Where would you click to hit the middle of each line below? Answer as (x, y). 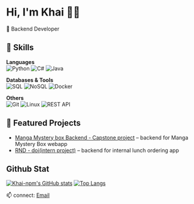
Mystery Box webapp (41, 144)
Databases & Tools (30, 80)
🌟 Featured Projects (44, 123)
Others (15, 98)
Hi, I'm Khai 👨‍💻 (43, 12)
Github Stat (28, 169)
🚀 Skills (20, 48)
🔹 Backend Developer (33, 29)
